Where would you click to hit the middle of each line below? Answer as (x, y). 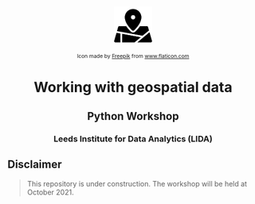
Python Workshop (133, 116)
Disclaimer (35, 165)
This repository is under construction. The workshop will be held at (137, 183)
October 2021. (50, 192)
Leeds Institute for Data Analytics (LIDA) (133, 139)
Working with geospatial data (133, 87)
